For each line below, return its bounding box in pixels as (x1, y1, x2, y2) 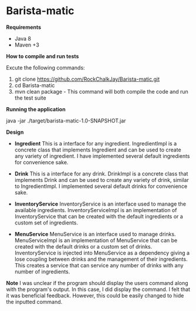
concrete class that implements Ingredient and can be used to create (14, 146, 181, 153)
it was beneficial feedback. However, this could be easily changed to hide (6, 292, 184, 299)
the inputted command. (6, 298, 63, 305)
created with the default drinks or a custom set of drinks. (14, 243, 153, 250)
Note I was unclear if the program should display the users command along (6, 279, 189, 286)
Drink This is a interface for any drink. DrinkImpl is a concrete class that (14, 170, 188, 177)
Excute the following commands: (6, 64, 85, 71)
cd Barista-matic (14, 81, 55, 89)
